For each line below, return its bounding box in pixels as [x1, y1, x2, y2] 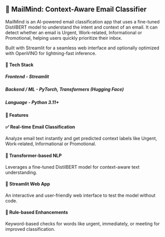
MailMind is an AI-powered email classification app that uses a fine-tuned [5, 18, 160, 24]
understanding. [5, 169, 37, 175]
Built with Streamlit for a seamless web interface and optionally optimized [5, 44, 159, 51]
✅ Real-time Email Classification [5, 123, 75, 130]
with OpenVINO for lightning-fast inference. [5, 50, 97, 56]
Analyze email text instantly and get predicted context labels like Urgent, [5, 136, 157, 142]
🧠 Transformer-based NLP [5, 152, 62, 159]
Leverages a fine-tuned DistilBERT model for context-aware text [5, 164, 140, 170]
